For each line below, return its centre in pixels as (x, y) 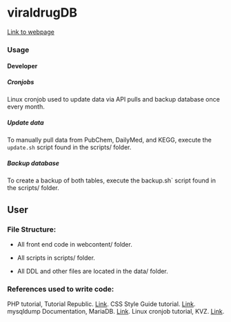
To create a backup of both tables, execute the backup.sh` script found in (111, 180)
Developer (22, 66)
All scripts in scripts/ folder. (56, 258)
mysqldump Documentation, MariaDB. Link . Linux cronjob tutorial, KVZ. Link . (116, 312)
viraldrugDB (42, 13)
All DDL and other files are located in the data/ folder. (93, 272)
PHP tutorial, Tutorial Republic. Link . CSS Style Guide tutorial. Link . (101, 304)
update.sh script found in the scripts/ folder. (69, 147)
